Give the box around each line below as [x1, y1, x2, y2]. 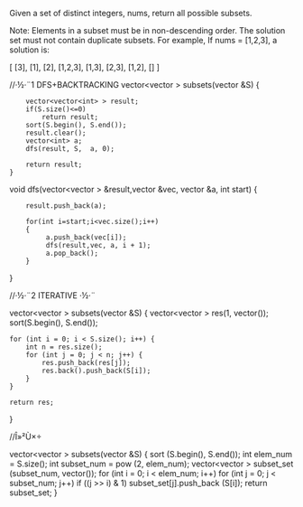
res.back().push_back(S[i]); [41, 366, 151, 375]
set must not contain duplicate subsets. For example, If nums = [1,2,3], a [9, 35, 278, 45]
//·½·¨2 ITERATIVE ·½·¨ [9, 290, 96, 301]
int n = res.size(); [25, 343, 103, 352]
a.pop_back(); [45, 249, 99, 258]
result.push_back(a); [25, 202, 106, 211]
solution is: [9, 44, 50, 55]
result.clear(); [25, 128, 87, 137]
